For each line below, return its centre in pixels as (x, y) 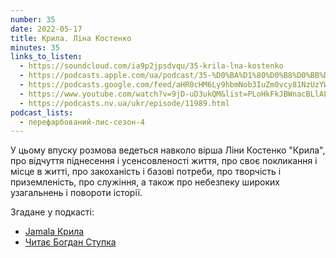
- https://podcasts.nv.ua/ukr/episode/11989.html (124, 103)
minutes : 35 (35, 47)
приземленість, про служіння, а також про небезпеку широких (145, 182)
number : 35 (33, 19)
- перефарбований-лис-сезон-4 (82, 122)
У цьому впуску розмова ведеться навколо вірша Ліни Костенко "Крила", (168, 150)
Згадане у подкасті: (52, 212)
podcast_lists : (42, 112)
